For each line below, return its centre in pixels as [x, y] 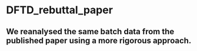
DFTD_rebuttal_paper [60, 10]
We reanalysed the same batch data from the [90, 32]
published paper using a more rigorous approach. [99, 40]
